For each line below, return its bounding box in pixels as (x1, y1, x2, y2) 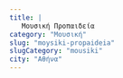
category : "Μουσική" (9, 30, 88, 39)
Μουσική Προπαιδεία (21, 22, 95, 30)
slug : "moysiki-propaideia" (9, 38, 116, 48)
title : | (9, 13, 43, 22)
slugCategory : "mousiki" (9, 47, 103, 56)
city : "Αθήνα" (9, 55, 63, 64)
